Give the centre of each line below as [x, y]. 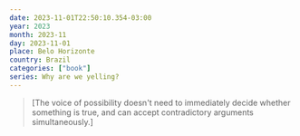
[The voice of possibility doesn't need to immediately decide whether [161, 102]
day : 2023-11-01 [40, 43]
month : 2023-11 [38, 34]
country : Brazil [40, 60]
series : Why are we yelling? [64, 77]
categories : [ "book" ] [50, 69]
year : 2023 [30, 26]
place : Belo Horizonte [52, 52]
